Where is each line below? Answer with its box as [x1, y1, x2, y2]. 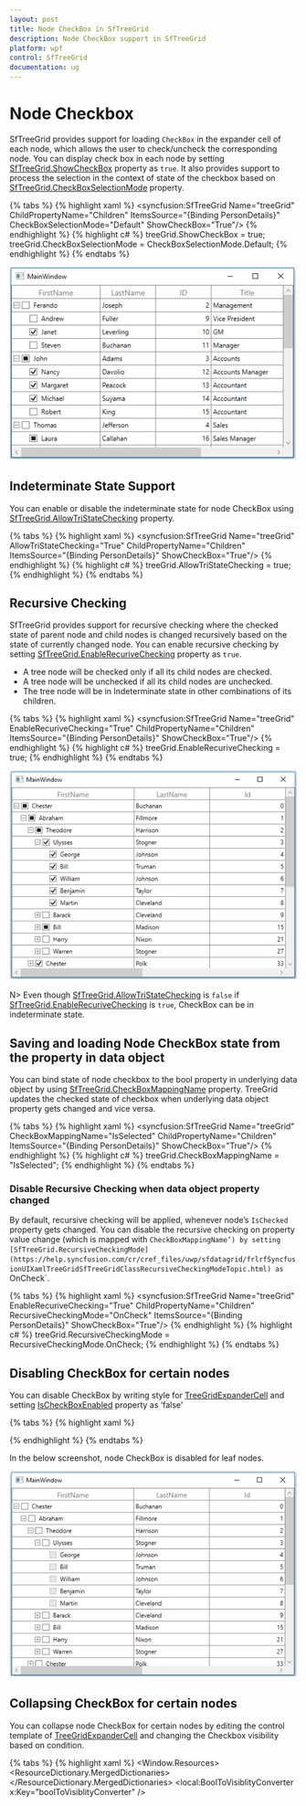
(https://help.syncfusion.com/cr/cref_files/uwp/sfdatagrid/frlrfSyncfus [9, 1255, 297, 1264]
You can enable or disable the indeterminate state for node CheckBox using [9, 502, 294, 513]
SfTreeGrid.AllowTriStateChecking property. [9, 512, 175, 523]
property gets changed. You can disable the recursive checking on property [9, 1224, 295, 1235]
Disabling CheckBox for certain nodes [9, 1366, 230, 1381]
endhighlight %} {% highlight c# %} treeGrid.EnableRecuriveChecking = [9, 743, 281, 754]
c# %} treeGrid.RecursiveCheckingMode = [9, 1329, 171, 1340]
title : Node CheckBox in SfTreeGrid [9, 24, 149, 34]
